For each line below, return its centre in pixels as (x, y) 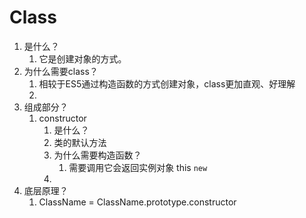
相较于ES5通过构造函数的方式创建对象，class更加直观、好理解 (167, 83)
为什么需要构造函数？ (97, 155)
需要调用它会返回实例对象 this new (138, 167)
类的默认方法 (80, 142)
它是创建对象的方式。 (82, 58)
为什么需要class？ (61, 71)
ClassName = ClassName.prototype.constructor (137, 202)
